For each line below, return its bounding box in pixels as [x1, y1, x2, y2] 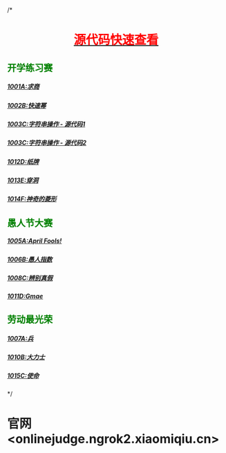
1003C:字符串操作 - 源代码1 [7, 120, 86, 128]
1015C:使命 [7, 371, 39, 380]
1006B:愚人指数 [7, 255, 53, 264]
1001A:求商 [7, 82, 40, 91]
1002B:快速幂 [7, 101, 46, 109]
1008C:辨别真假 [7, 274, 53, 282]
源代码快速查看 [73, 33, 159, 48]
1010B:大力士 [7, 353, 45, 361]
